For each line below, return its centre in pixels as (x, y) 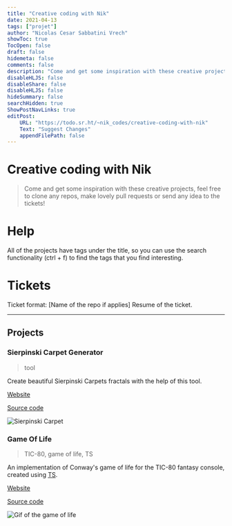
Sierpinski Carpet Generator (55, 353)
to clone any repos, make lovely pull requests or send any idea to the (122, 196)
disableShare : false (37, 84)
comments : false (30, 65)
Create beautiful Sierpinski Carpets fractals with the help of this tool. (105, 381)
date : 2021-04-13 (32, 20)
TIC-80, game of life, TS (58, 454)
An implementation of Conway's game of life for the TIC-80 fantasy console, (116, 467)
